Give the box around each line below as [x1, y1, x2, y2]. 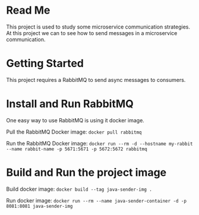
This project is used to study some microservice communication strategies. [6, 23, 190, 30]
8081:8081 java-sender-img [6, 203, 73, 209]
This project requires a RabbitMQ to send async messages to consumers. [6, 76, 186, 83]
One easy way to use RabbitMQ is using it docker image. [6, 116, 144, 124]
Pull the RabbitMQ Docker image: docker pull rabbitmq [6, 128, 142, 135]
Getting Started [6, 57, 84, 70]
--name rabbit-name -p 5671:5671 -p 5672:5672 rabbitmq [6, 146, 147, 152]
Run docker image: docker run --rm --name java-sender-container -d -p [6, 197, 187, 204]
